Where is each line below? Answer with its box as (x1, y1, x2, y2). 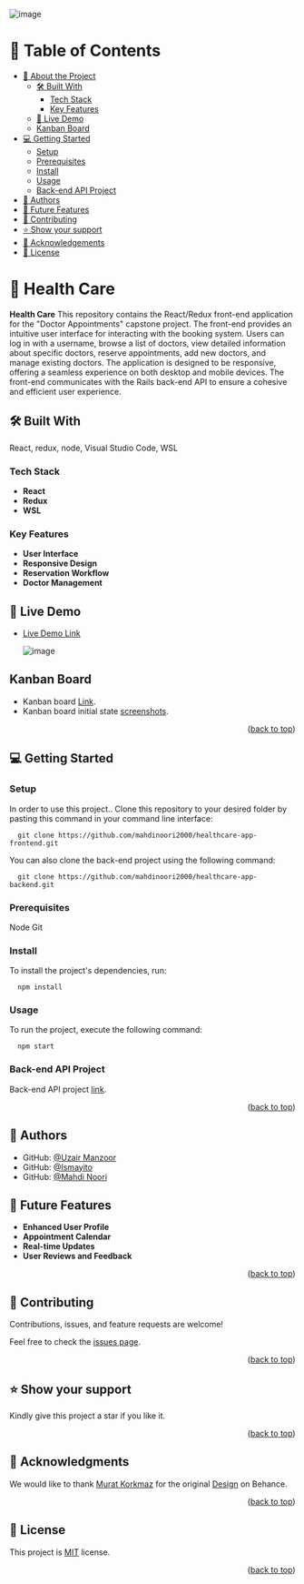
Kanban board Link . (22, 696, 96, 707)
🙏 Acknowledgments (9, 1454, 130, 1469)
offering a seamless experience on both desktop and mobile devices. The (9, 367, 284, 378)
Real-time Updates (22, 1241, 95, 1252)
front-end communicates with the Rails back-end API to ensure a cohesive (9, 376, 288, 387)
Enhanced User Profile (22, 1222, 110, 1233)
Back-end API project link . (9, 1084, 107, 1095)
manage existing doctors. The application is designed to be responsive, (9, 357, 277, 368)
